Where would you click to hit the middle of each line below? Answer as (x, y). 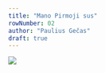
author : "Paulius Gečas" (49, 30)
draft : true (28, 38)
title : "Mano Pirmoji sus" (53, 16)
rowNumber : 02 (32, 23)
